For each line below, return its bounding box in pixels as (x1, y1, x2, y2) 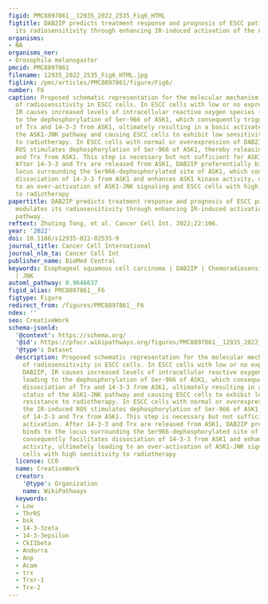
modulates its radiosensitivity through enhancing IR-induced (15, 205, 227, 213)
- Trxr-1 (15, 576, 45, 584)
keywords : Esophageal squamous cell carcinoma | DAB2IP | (8, 264, 205, 272)
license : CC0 (15, 457, 59, 466)
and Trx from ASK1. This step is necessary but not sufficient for (15, 153, 245, 161)
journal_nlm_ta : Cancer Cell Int (8, 249, 120, 257)
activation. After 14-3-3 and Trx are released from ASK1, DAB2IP (22, 420, 248, 428)
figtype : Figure (8, 294, 62, 302)
